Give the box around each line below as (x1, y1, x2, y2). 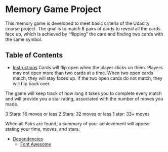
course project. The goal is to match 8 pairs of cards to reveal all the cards (5, 25, 161, 31)
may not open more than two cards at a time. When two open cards (12, 70, 153, 76)
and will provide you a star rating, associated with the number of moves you (5, 95, 163, 102)
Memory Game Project (5, 4, 102, 15)
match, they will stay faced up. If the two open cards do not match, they (12, 75, 163, 81)
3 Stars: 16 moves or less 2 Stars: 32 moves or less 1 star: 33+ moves (5, 111, 150, 117)
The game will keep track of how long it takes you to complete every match (5, 90, 162, 96)
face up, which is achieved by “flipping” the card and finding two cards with (5, 31, 163, 37)
